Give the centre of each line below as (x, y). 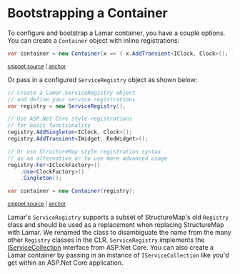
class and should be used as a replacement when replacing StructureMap (116, 225)
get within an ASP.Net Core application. (65, 263)
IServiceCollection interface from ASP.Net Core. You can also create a (111, 248)
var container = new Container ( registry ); (71, 191)
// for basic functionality (49, 126)
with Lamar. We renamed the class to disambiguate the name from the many (120, 233)
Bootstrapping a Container (87, 13)
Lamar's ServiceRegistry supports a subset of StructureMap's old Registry (118, 217)
